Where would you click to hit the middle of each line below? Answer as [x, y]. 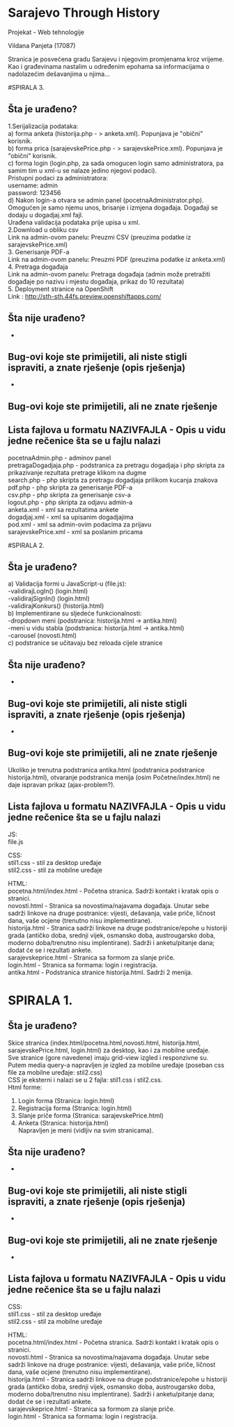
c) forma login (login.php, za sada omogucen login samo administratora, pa [116, 163]
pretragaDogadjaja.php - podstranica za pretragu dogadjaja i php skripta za [116, 465]
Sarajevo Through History [84, 13]
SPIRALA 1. [40, 1000]
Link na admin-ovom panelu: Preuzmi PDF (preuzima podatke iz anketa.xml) [117, 259]
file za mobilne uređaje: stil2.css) [55, 1072]
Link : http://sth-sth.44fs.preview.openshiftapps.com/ [85, 296]
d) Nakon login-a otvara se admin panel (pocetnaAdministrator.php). [106, 200]
